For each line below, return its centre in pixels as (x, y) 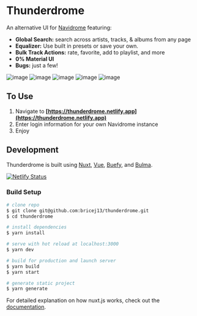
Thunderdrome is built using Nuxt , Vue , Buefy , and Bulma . (80, 164)
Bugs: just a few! (36, 65)
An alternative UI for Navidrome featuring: (59, 28)
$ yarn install (26, 233)
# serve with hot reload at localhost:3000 (63, 244)
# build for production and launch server (61, 260)
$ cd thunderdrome (30, 216)
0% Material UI (35, 59)
